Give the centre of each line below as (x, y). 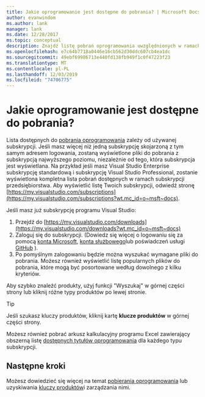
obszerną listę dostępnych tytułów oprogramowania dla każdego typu (94, 341)
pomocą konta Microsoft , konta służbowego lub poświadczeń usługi (100, 241)
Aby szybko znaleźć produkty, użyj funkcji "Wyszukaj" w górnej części (95, 286)
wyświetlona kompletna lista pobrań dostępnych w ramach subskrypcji (95, 179)
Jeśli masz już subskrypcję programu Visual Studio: (71, 210)
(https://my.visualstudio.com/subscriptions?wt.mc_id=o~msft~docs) (92, 198)
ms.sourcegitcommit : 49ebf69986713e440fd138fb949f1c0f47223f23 (88, 57)
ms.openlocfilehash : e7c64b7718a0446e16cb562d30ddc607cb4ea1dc (88, 52)
